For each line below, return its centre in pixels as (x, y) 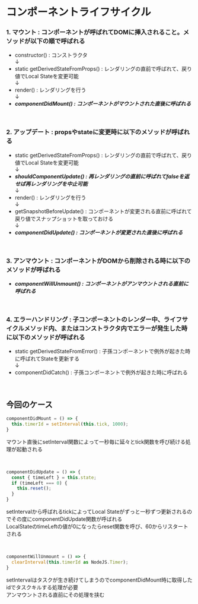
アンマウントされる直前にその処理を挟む (55, 594)
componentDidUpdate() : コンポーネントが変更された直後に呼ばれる (99, 232)
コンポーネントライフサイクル (79, 12)
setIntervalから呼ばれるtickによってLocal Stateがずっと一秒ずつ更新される (97, 512)
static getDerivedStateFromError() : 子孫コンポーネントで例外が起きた (100, 352)
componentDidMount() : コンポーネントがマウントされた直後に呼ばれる (103, 104)
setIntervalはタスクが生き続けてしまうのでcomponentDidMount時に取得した (99, 580)
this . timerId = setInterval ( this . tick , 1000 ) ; (70, 424)
